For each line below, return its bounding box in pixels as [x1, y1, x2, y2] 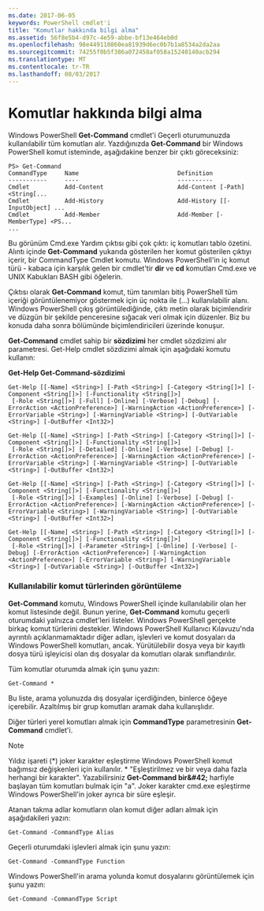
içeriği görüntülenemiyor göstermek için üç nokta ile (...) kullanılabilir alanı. [8, 295, 250, 304]
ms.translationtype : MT [8, 56, 87, 64]
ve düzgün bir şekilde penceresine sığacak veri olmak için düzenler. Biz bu [8, 312, 251, 322]
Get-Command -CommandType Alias [8, 828, 114, 836]
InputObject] [8, 203, 51, 211]
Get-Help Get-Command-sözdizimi [8, 368, 125, 377]
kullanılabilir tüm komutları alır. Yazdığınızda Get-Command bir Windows [8, 139, 244, 148]
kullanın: [8, 353, 35, 362]
